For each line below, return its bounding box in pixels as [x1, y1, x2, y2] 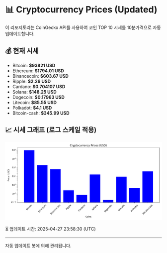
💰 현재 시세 [5, 47, 39, 55]
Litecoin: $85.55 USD [12, 99, 57, 105]
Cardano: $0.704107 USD [12, 83, 66, 90]
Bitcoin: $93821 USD [12, 62, 56, 68]
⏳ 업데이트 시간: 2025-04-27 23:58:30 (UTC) [5, 226, 96, 232]
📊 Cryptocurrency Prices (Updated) [5, 4, 158, 15]
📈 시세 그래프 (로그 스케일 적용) [5, 126, 97, 134]
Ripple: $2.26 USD [12, 78, 51, 84]
